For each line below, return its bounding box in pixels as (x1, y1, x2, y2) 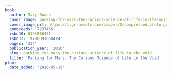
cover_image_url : (9, 22, 47, 27)
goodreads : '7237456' (9, 27, 56, 32)
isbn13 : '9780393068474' (9, 36, 63, 42)
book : (5, 7, 16, 13)
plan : (5, 60, 16, 65)
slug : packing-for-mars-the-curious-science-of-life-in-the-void (9, 50, 152, 55)
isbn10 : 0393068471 (9, 31, 51, 36)
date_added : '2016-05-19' (9, 65, 65, 70)
